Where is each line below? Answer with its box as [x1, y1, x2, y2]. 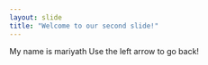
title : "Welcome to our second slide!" [9, 21, 159, 30]
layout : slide [9, 12, 63, 22]
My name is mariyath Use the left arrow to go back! [9, 45, 200, 56]
